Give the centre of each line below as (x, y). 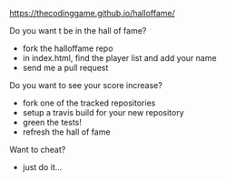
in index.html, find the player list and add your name (119, 58)
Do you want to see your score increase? (86, 85)
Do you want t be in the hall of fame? (78, 30)
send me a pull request (65, 68)
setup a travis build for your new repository (103, 112)
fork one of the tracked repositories (89, 103)
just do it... (42, 167)
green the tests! (52, 122)
